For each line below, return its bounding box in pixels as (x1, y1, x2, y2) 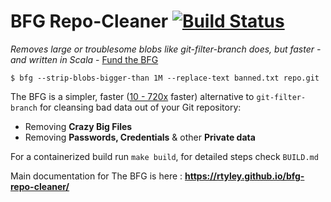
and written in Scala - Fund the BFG (10, 53, 159, 65)
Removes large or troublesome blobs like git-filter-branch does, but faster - (10, 43, 322, 55)
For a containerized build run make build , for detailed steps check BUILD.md (10, 150, 319, 162)
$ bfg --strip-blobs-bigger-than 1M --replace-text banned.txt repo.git (10, 73, 320, 83)
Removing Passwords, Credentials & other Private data (24, 131, 256, 143)
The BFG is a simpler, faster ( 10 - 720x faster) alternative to (10, 90, 255, 102)
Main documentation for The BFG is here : (10, 170, 183, 182)
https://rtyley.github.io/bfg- (184, 170, 305, 182)
